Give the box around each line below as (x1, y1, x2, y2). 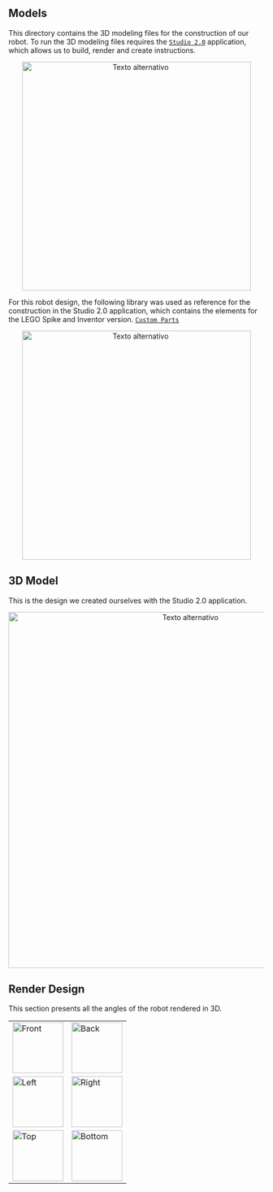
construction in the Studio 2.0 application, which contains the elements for (8, 305, 258, 316)
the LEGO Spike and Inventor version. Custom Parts (8, 314, 180, 324)
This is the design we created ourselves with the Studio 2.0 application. (8, 596, 248, 605)
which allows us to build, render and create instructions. (8, 45, 197, 55)
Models (8, 7, 47, 20)
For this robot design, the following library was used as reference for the (8, 297, 250, 307)
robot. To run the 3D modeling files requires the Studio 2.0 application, (8, 37, 246, 46)
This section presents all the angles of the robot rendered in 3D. (8, 1004, 222, 1014)
